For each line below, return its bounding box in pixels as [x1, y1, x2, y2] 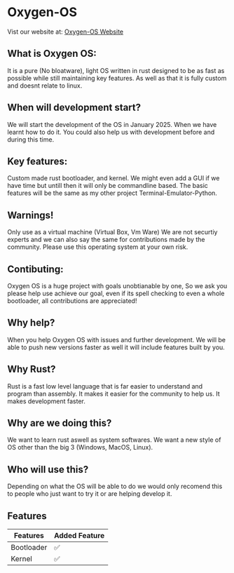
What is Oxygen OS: [7, 48, 97, 60]
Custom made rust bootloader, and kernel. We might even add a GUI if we [7, 174, 220, 182]
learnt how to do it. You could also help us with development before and [7, 128, 215, 136]
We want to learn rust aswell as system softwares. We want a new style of [7, 436, 221, 444]
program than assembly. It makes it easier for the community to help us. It [7, 389, 221, 398]
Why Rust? [7, 363, 56, 375]
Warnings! [7, 209, 54, 221]
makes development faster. [7, 397, 86, 405]
